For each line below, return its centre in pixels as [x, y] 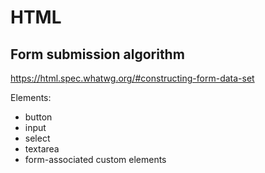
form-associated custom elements [95, 159]
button [38, 117]
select [37, 138]
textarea [42, 149]
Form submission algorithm [97, 54]
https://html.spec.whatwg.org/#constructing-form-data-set [132, 78]
